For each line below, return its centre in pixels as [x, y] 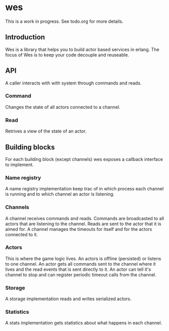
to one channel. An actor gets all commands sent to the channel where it [80, 264]
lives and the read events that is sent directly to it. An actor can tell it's [78, 269]
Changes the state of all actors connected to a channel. [63, 107]
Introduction [25, 37]
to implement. [19, 164]
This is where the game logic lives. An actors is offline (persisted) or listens [83, 258]
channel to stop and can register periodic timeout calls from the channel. [81, 274]
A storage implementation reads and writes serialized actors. [68, 299]
